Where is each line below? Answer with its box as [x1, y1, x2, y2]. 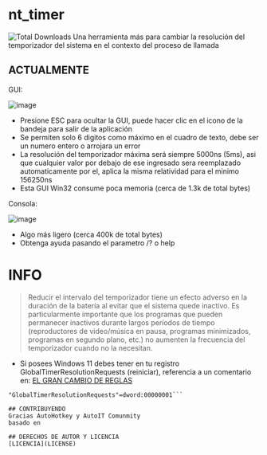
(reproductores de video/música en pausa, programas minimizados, [27, 326, 251, 335]
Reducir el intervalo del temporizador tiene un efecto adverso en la [27, 292, 248, 302]
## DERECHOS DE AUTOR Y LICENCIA [8, 433, 120, 441]
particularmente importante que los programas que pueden [27, 309, 223, 319]
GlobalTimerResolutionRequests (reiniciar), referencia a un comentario [19, 367, 252, 376]
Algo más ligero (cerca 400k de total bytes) [19, 229, 163, 239]
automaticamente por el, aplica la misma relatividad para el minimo [19, 166, 239, 176]
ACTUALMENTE [8, 64, 89, 77]
